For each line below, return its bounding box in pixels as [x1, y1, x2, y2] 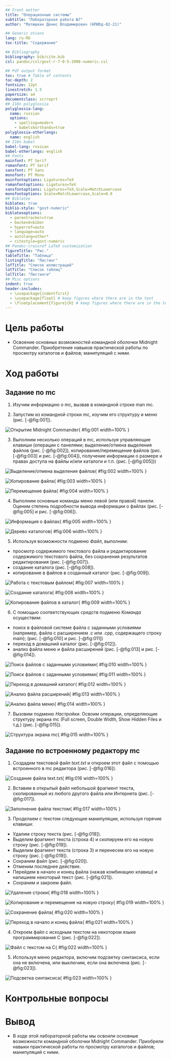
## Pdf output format [5, 68, 51, 73]
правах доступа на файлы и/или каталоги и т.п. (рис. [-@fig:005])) [12, 458, 156, 464]
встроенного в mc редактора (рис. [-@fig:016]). [12, 765, 117, 771]
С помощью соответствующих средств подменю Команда [12, 609, 141, 616]
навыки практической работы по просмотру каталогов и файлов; [12, 1044, 155, 1050]
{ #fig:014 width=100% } [54, 701, 105, 707]
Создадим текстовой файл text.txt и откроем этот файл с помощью [12, 760, 159, 766]
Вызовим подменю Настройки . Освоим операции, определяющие [12, 711, 158, 717]
